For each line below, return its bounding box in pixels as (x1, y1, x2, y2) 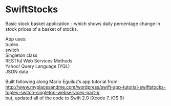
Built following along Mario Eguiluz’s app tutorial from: (5, 78, 119, 84)
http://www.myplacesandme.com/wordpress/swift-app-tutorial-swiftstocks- (5, 83, 166, 90)
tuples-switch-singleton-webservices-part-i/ (5, 89, 100, 95)
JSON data (5, 68, 29, 75)
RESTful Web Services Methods (5, 57, 73, 63)
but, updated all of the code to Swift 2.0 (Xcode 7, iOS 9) (5, 95, 124, 101)
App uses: (5, 36, 27, 42)
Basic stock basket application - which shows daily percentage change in (5, 20, 160, 27)
